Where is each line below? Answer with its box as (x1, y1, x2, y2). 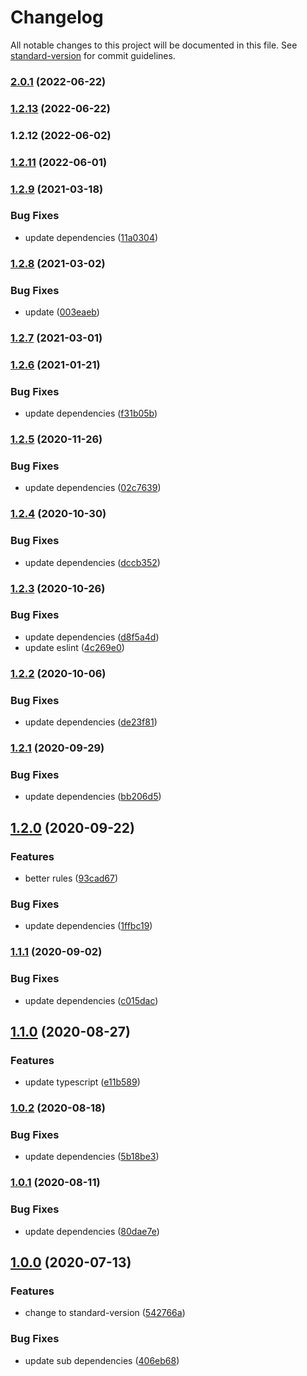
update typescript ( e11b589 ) (24, 1076, 141, 1088)
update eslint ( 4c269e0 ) (24, 641, 125, 653)
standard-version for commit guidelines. (10, 49, 176, 61)
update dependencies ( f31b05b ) (24, 407, 158, 420)
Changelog (10, 6, 104, 29)
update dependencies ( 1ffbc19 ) (24, 920, 153, 932)
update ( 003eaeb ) (24, 306, 100, 318)
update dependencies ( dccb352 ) (24, 556, 161, 568)
